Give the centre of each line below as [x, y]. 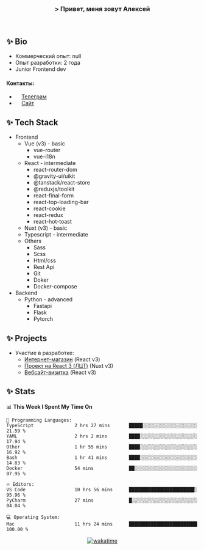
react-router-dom [55, 170]
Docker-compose [55, 287]
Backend [26, 293]
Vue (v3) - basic [45, 144]
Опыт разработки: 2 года [48, 63]
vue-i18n [44, 156]
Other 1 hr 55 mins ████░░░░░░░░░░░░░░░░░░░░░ [102, 447]
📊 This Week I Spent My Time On [49, 406]
